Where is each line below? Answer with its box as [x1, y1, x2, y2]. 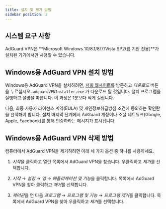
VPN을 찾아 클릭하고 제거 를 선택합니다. [12, 182, 88, 188]
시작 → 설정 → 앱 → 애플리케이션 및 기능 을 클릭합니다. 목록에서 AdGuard [12, 175, 154, 181]
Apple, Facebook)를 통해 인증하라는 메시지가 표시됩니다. [5, 118, 116, 124]
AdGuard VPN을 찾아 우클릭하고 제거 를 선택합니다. [25, 198, 125, 205]
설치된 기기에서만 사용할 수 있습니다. [5, 52, 76, 58]
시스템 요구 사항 [5, 31, 51, 40]
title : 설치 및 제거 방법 [5, 7, 52, 12]
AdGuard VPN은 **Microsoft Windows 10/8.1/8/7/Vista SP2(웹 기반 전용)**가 [5, 46, 159, 52]
